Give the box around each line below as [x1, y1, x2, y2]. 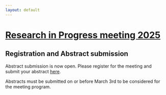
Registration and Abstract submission [5, 49, 129, 58]
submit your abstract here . [5, 68, 61, 74]
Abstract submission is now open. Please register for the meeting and [5, 63, 152, 69]
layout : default [5, 7, 40, 13]
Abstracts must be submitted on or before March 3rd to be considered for [5, 78, 160, 84]
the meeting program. [5, 83, 51, 89]
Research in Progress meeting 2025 [5, 29, 161, 41]
